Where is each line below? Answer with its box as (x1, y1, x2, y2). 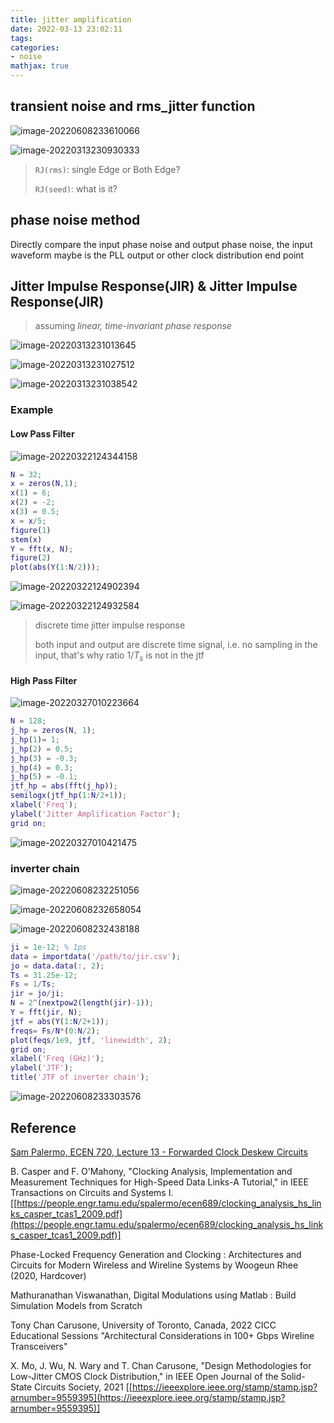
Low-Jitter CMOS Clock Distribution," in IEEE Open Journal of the (10, 1370, 279, 1382)
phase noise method (10, 212, 141, 229)
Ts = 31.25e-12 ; (10, 970, 78, 980)
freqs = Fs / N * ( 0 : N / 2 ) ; (10, 1026, 101, 1036)
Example (10, 403, 54, 417)
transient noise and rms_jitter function (10, 98, 256, 115)
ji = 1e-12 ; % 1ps (10, 942, 87, 952)
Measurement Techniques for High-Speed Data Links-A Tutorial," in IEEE (10, 1176, 309, 1188)
